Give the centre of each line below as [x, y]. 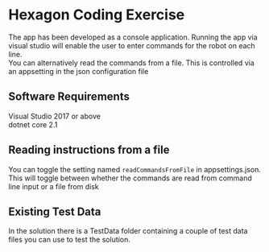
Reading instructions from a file [89, 150]
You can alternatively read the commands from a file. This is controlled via [132, 63]
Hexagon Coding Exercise [97, 15]
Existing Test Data [55, 211]
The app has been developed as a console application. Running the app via [133, 37]
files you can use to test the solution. [69, 240]
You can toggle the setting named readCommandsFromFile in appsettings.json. [135, 169]
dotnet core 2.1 [33, 124]
